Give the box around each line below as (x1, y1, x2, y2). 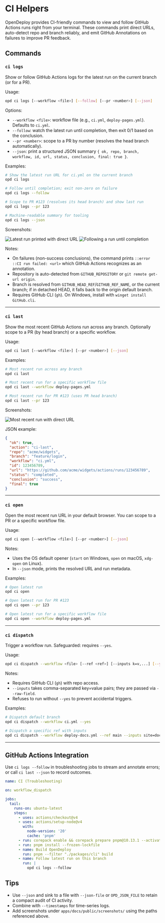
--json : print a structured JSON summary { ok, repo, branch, (12, 148, 139, 154)
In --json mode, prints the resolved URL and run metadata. (12, 565, 132, 572)
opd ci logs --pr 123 (5, 204, 50, 209)
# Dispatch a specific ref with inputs (5, 728, 87, 733)
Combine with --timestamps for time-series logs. (12, 902, 110, 908)
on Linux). (22, 560, 43, 566)
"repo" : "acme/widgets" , (9, 449, 60, 454)
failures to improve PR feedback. (5, 35, 71, 41)
